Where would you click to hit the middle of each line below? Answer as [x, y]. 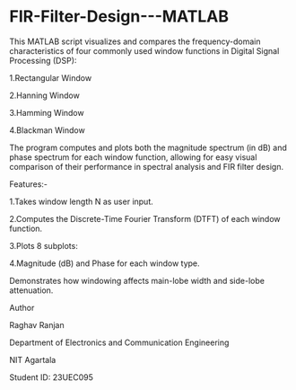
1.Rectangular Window [51, 77]
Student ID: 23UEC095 [52, 377]
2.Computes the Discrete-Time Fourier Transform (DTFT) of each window [145, 218]
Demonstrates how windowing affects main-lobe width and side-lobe [137, 280]
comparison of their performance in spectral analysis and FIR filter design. [147, 166]
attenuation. [31, 290]
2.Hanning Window [45, 95]
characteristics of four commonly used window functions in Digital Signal [144, 50]
